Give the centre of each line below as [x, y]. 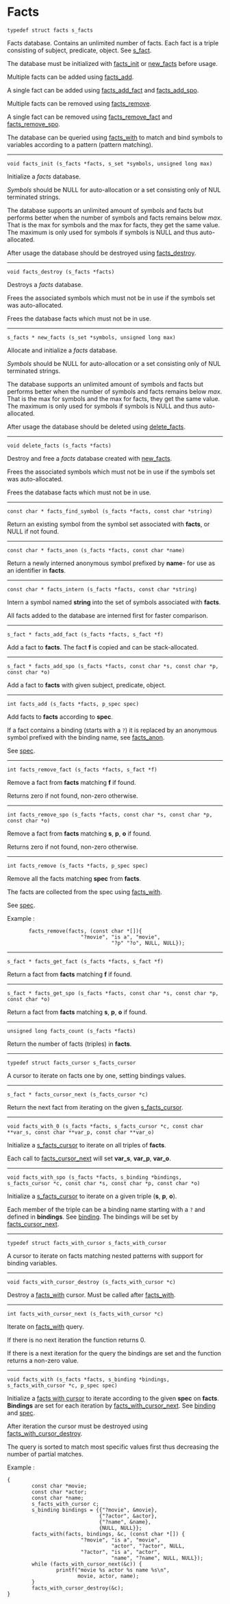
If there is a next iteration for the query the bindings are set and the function [114, 1353]
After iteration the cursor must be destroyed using [78, 1426]
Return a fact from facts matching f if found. [69, 974]
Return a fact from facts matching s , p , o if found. [77, 1012]
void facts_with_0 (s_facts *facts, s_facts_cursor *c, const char [105, 1126]
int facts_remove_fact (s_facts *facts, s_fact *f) [82, 770]
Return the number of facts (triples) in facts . [69, 1044]
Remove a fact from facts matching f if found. [72, 782]
